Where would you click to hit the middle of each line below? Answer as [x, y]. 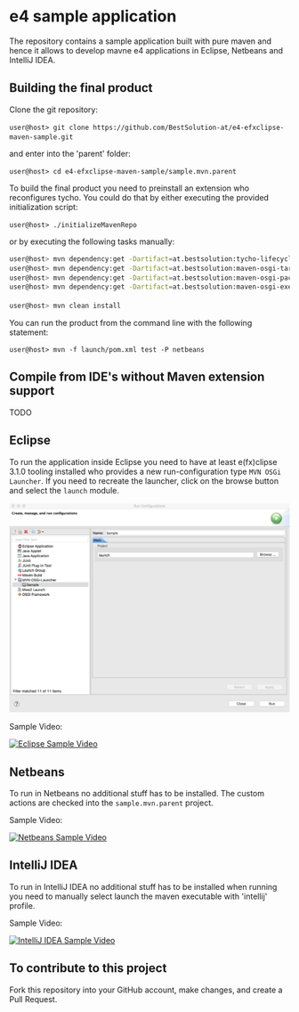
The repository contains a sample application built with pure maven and [140, 41]
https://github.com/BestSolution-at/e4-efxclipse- [189, 127]
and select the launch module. [65, 490]
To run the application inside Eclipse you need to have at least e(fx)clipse [143, 461]
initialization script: [44, 207]
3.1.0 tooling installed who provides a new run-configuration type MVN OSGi [145, 471]
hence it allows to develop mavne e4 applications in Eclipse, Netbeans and [146, 50]
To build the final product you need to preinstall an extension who [129, 188]
